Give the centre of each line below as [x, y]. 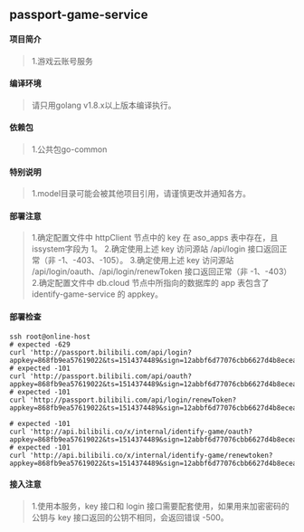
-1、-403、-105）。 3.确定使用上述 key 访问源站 [146, 261]
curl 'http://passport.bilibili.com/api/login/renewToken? [123, 400]
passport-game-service [79, 15]
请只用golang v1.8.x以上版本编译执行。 [104, 105]
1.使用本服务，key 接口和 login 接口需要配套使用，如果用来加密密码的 [160, 506]
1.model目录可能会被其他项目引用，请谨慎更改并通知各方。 [141, 194]
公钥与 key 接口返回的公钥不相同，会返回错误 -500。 [130, 517]
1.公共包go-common [69, 149]
